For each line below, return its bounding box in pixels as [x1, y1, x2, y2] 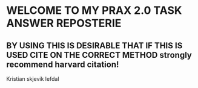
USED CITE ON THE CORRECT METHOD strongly [6, 49, 192, 60]
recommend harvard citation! [6, 59, 119, 69]
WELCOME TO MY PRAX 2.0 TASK [6, 4, 182, 17]
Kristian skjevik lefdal [6, 75, 59, 82]
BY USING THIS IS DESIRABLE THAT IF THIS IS [6, 40, 183, 51]
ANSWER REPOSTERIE [6, 16, 122, 30]
